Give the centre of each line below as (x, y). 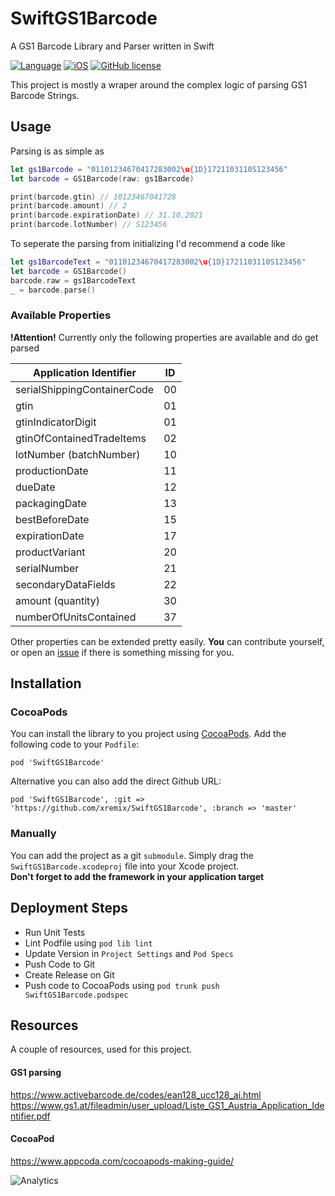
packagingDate (51, 503)
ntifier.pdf (30, 1116)
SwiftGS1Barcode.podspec (76, 995)
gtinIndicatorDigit (56, 422)
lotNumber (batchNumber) (78, 454)
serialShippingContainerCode (85, 389)
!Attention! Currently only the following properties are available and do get (164, 337)
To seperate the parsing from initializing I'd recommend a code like (148, 243)
